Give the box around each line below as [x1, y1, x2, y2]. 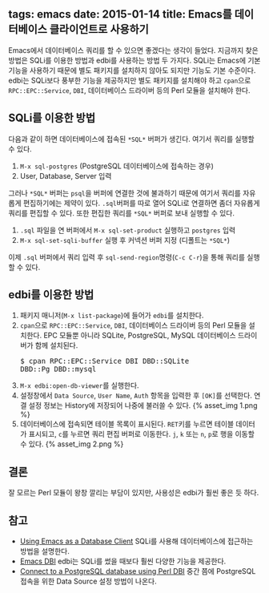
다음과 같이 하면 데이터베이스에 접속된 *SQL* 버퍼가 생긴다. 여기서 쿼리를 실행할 [8, 134, 255, 143]
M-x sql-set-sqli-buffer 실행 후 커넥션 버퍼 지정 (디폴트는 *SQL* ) [19, 235, 231, 244]
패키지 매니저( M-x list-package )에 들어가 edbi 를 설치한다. [19, 311, 204, 321]
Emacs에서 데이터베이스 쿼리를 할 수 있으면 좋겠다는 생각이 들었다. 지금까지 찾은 [8, 45, 259, 54]
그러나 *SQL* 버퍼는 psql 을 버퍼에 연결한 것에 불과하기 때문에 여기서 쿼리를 [8, 188, 242, 198]
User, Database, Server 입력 [19, 171, 112, 180]
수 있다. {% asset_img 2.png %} [19, 439, 124, 449]
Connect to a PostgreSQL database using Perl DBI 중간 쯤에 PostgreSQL [19, 567, 256, 576]
